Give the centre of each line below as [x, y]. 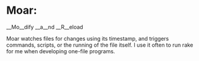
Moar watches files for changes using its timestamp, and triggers [88, 38]
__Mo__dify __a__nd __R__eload [45, 27]
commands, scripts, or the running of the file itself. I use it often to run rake [100, 45]
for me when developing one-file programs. [61, 51]
